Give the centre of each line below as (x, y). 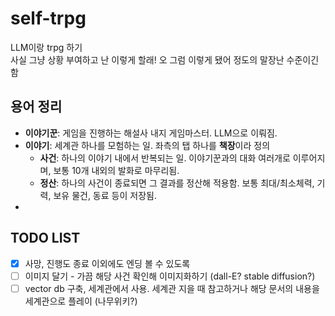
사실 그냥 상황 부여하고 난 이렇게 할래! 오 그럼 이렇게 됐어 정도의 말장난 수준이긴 (165, 59)
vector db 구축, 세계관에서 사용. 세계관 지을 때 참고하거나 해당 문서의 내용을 (172, 288)
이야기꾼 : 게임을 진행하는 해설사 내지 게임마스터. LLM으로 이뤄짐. (151, 133)
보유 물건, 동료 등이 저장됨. (105, 195)
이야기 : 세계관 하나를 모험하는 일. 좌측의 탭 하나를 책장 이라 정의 (147, 145)
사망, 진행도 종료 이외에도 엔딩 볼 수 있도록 (107, 263)
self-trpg (48, 18)
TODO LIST (45, 238)
